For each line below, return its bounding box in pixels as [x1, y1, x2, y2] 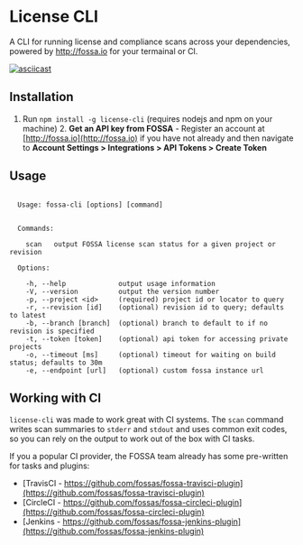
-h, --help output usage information [25, 279, 216, 288]
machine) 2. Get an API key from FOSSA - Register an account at [22, 123, 265, 134]
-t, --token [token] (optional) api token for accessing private [25, 334, 289, 344]
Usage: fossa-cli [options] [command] [17, 200, 164, 209]
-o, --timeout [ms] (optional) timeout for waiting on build [25, 350, 277, 359]
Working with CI [9, 390, 102, 405]
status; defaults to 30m [9, 358, 103, 367]
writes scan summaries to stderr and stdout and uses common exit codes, [9, 424, 288, 435]
